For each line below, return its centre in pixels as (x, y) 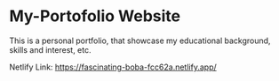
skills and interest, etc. (50, 49)
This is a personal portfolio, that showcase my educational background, (140, 40)
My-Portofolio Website (95, 16)
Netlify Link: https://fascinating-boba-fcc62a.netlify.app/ (113, 67)
